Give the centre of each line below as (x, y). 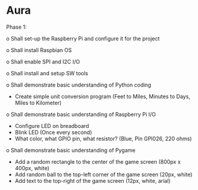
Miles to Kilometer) (38, 103)
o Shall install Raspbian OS (39, 50)
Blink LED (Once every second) (54, 132)
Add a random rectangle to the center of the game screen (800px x (98, 161)
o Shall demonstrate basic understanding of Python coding (79, 85)
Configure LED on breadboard (52, 125)
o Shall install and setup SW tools (47, 73)
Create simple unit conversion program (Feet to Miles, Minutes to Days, (102, 96)
